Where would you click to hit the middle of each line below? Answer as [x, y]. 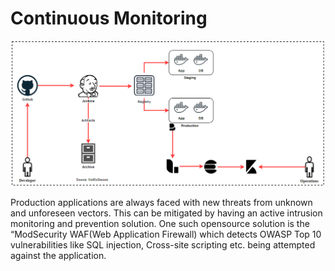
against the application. [58, 255]
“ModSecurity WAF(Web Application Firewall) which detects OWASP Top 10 [166, 234]
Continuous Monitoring [109, 18]
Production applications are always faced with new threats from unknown [161, 202]
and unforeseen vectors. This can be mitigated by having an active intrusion [166, 213]
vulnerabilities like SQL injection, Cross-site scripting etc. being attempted [163, 244]
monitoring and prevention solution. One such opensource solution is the [160, 223]
